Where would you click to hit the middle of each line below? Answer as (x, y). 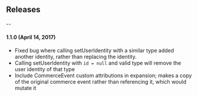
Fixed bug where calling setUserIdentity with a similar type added (94, 51)
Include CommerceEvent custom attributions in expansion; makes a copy (103, 75)
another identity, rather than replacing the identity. (75, 57)
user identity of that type (45, 69)
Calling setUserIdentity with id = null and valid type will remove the (98, 63)
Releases (23, 10)
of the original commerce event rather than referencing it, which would (100, 82)
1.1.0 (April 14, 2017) (31, 37)
